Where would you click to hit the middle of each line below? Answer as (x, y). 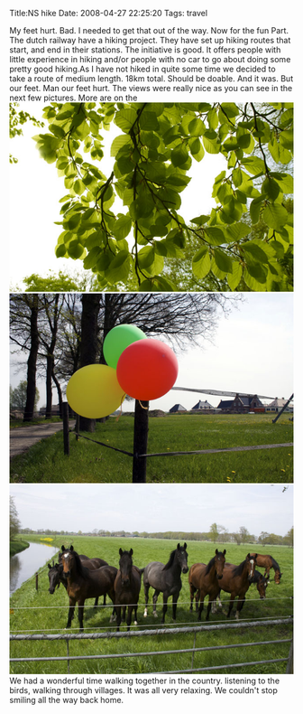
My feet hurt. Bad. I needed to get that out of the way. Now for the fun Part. (149, 30)
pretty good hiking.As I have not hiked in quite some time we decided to (143, 69)
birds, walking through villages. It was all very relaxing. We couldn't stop (143, 691)
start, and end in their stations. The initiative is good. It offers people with (145, 50)
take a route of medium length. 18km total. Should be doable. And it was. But (151, 79)
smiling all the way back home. (67, 700)
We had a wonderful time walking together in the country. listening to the (145, 681)
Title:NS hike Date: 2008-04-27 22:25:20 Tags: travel (109, 13)
